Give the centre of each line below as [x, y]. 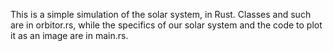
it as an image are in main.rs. [69, 35]
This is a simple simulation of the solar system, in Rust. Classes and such [161, 14]
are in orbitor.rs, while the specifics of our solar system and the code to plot [166, 25]
